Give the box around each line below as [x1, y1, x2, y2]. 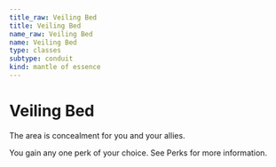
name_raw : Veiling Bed [9, 29, 93, 38]
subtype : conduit [9, 54, 74, 63]
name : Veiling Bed [9, 37, 77, 47]
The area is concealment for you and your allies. [9, 130, 185, 140]
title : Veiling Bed [9, 21, 82, 30]
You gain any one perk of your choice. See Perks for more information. [9, 147, 268, 158]
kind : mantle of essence [9, 63, 101, 72]
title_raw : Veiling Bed [9, 12, 98, 22]
